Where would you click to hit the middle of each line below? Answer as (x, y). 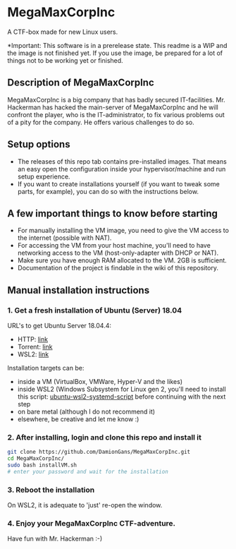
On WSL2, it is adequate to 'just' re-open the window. (85, 505)
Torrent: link (35, 347)
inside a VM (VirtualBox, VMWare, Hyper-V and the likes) (100, 382)
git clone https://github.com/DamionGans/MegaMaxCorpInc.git (99, 452)
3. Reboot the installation (51, 490)
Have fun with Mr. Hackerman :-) (55, 539)
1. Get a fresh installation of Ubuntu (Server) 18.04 (95, 310)
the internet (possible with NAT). (64, 238)
